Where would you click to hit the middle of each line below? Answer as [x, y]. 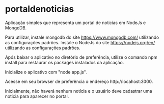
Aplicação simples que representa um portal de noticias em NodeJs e [76, 23]
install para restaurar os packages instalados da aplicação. [65, 62]
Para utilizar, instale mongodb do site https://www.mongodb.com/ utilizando [82, 37]
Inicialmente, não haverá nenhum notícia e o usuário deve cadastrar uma [79, 91]
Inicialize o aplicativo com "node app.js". [46, 72]
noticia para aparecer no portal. [37, 96]
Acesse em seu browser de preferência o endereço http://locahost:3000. [79, 81]
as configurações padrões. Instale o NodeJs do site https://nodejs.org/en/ [80, 42]
